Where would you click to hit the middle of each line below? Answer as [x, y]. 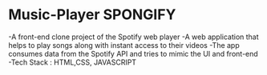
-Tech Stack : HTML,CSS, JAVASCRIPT [73, 62]
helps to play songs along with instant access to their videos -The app [124, 45]
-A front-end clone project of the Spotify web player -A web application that [133, 37]
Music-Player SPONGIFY [92, 15]
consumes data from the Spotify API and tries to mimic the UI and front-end [133, 53]
